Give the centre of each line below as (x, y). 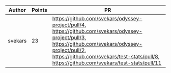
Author (17, 10)
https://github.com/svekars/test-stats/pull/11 (107, 63)
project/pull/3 (68, 38)
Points (39, 10)
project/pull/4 (68, 25)
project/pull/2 (68, 50)
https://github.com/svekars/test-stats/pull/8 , (106, 57)
